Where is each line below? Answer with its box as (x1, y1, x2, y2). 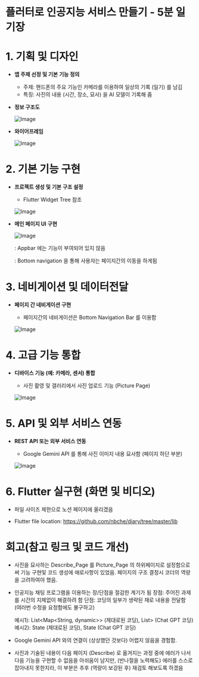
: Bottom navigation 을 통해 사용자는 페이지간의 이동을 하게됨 (14, 257, 157, 264)
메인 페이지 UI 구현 (14, 220, 58, 227)
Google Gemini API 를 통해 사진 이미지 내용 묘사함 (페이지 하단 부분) (23, 450, 183, 457)
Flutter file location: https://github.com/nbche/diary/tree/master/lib (14, 517, 178, 525)
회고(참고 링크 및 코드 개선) (5, 540, 129, 554)
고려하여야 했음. (20, 576, 58, 583)
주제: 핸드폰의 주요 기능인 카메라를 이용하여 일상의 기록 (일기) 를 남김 (23, 84, 183, 91)
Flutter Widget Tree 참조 (23, 196, 82, 203)
